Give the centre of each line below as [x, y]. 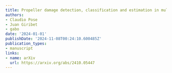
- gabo [12, 29]
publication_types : [26, 44]
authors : [15, 15]
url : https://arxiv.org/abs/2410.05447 [52, 63]
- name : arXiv [20, 58]
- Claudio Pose [21, 20]
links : [12, 53]
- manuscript [19, 48]
